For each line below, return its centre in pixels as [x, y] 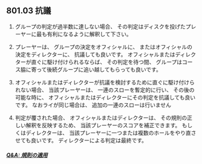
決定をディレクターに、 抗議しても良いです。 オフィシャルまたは [95, 54]
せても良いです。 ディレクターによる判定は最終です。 [81, 140]
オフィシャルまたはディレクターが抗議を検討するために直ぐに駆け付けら [105, 82]
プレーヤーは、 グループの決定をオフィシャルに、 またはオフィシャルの [103, 46]
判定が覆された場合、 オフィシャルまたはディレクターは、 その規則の [101, 118]
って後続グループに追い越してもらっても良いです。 [99, 69]
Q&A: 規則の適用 [27, 155]
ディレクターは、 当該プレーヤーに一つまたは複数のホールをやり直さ [111, 133]
